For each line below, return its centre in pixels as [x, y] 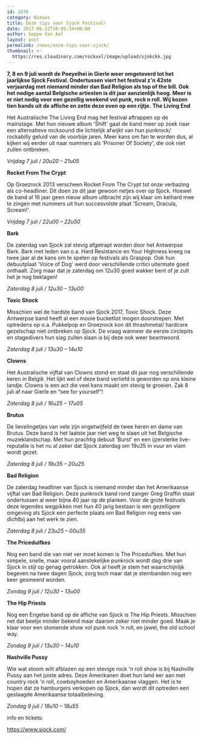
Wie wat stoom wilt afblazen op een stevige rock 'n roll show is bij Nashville [100, 669]
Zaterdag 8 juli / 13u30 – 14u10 [45, 349]
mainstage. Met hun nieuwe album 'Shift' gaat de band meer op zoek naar [98, 123]
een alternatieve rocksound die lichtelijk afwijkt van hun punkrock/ [89, 130]
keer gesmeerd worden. [36, 580]
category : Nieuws [29, 17]
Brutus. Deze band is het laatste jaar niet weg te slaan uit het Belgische [95, 433]
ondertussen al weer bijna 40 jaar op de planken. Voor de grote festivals [96, 499]
